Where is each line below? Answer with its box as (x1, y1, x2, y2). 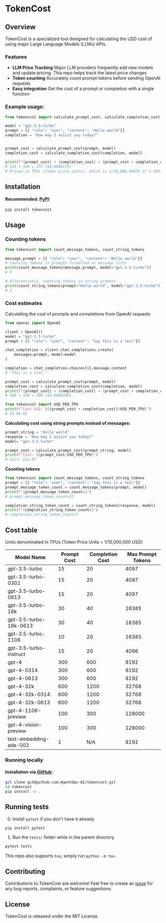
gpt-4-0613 (7, 674, 38, 681)
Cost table (5, 526, 38, 534)
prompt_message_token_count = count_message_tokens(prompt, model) (5, 485, 147, 490)
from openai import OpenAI (5, 320, 61, 325)
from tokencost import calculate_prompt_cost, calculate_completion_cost (5, 114, 161, 119)
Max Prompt (127, 551, 157, 558)
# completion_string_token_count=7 (5, 512, 79, 517)
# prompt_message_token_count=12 (5, 494, 74, 499)
